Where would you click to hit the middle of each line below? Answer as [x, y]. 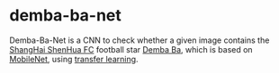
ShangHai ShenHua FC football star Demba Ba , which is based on [131, 49]
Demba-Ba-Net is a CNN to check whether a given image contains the [139, 40]
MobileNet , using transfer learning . [74, 59]
